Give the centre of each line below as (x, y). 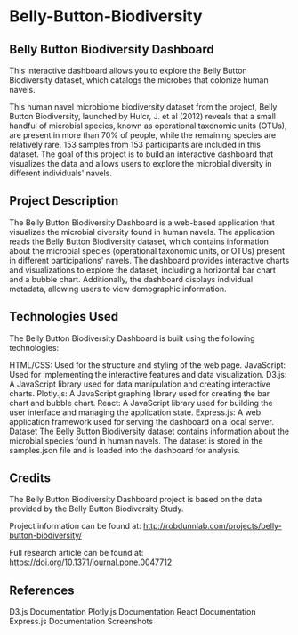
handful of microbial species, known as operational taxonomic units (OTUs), (148, 126)
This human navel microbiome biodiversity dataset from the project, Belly (143, 107)
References (42, 590)
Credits (30, 478)
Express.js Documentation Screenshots (81, 622)
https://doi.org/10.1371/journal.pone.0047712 (91, 562)
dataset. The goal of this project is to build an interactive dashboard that (141, 154)
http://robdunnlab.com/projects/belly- (212, 526)
